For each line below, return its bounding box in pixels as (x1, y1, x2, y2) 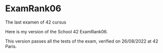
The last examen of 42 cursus (5, 19, 67, 25)
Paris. (5, 43, 17, 49)
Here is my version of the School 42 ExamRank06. (5, 28, 108, 34)
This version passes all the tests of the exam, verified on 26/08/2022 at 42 (5, 38, 159, 44)
